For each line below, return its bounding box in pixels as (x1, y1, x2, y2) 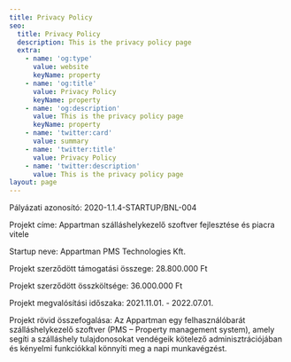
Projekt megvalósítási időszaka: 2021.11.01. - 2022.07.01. (9, 298, 214, 309)
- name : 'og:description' (25, 104, 121, 113)
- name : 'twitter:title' (25, 145, 117, 153)
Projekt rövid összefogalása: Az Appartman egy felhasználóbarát (9, 315, 246, 326)
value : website (32, 63, 89, 72)
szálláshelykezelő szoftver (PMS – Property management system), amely (9, 325, 275, 335)
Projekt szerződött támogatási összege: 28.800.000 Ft (9, 264, 208, 274)
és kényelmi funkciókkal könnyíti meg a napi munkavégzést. (9, 343, 227, 354)
